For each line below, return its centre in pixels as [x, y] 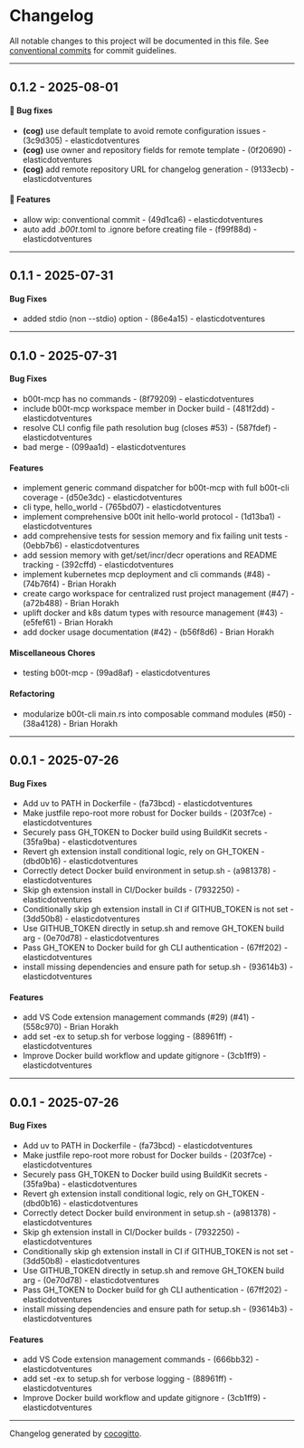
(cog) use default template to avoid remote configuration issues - [144, 130]
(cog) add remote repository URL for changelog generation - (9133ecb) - [158, 169]
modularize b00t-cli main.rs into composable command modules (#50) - [157, 714]
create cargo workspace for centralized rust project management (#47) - [158, 594]
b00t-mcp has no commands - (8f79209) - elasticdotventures [138, 398]
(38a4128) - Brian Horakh [70, 723]
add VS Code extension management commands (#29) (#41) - [138, 1017]
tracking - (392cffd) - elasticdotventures [98, 565]
